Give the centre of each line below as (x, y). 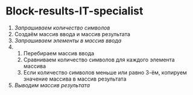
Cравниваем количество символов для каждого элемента (99, 60)
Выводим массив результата (52, 85)
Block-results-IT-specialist (74, 11)
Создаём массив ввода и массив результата (72, 34)
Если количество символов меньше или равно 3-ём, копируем (105, 72)
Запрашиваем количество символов (62, 28)
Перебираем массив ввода (59, 53)
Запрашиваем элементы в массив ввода (68, 40)
